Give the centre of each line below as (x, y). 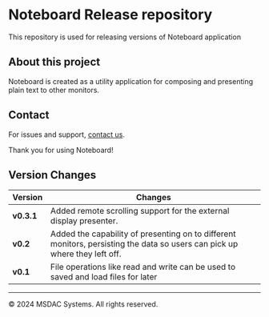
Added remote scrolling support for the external (140, 211)
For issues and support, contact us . (67, 134)
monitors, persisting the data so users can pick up (145, 244)
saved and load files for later (104, 277)
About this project (54, 62)
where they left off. (86, 254)
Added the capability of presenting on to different (143, 234)
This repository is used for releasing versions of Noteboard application (125, 37)
